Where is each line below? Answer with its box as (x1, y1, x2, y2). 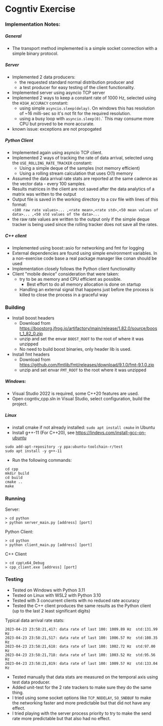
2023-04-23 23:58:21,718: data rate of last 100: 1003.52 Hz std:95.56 (5, 652, 156, 658)
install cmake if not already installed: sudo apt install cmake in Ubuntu (12, 425, 155, 431)
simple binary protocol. (12, 50, 58, 57)
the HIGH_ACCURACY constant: (12, 100, 69, 106)
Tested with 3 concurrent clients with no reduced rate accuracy (12, 597, 140, 603)
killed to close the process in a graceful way (19, 292, 108, 297)
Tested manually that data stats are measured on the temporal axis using (12, 674, 158, 680)
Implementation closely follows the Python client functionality (12, 266, 136, 272)
